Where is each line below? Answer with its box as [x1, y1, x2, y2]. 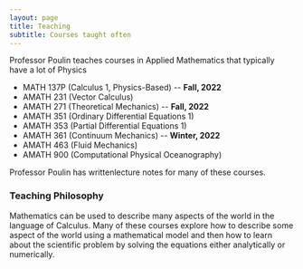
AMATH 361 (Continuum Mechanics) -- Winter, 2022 [22, 130, 221, 141]
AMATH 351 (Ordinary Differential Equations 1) [22, 110, 194, 122]
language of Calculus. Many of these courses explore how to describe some [9, 219, 294, 231]
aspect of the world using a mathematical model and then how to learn [9, 229, 273, 240]
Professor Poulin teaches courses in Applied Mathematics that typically [9, 55, 275, 66]
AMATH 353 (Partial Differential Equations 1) [22, 120, 187, 131]
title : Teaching [9, 22, 71, 31]
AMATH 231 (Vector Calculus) [22, 91, 134, 102]
